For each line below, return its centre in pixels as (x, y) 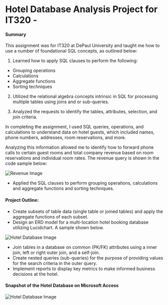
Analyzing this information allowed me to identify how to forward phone (79, 147)
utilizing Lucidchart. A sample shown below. (58, 227)
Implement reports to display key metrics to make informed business (84, 269)
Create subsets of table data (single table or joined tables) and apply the (88, 211)
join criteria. (25, 117)
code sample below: (26, 163)
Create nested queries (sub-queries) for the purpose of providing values (88, 258)
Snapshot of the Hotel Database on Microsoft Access (62, 286)
